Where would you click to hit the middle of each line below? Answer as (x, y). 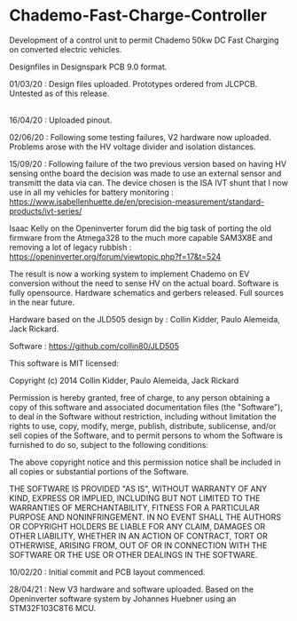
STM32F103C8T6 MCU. (53, 608)
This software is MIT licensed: (64, 363)
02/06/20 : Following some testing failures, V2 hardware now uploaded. (141, 137)
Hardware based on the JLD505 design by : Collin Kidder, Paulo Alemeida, (145, 319)
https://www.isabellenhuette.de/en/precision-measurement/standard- (137, 202)
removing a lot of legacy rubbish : (70, 247)
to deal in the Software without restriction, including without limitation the (143, 416)
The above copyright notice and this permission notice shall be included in (145, 462)
